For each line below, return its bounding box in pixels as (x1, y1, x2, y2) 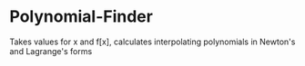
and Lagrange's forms (9, 45, 93, 56)
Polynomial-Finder (9, 6, 153, 27)
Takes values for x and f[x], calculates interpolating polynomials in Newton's (9, 36, 296, 47)
